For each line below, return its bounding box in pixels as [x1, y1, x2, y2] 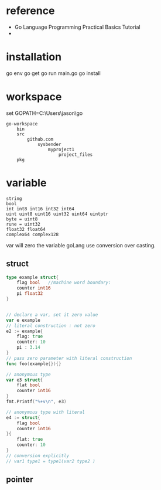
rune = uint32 [6, 221, 41, 227]
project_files [58, 151, 93, 158]
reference [6, 4, 55, 18]
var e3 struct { [6, 377, 43, 383]
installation [6, 50, 62, 64]
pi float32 [16, 291, 43, 297]
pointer [6, 475, 33, 485]
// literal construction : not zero [6, 322, 95, 329]
